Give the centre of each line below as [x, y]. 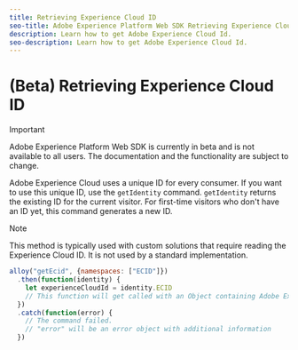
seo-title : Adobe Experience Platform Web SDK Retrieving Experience [141, 26]
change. [24, 166]
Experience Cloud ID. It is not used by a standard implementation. [129, 255]
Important [27, 130]
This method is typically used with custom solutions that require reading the [148, 246]
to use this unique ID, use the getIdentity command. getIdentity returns [143, 193]
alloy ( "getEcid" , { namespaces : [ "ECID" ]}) [89, 272]
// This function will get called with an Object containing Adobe [152, 296]
